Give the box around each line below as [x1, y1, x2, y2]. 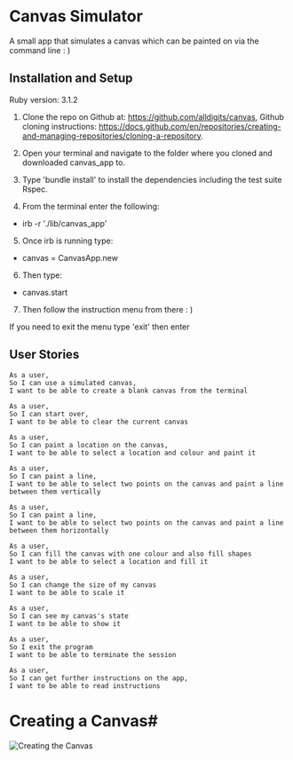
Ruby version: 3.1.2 [9, 94, 78, 105]
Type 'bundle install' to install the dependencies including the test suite [21, 174, 282, 185]
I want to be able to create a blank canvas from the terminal [9, 386, 249, 395]
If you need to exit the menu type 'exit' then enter [9, 321, 190, 332]
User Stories [9, 347, 80, 362]
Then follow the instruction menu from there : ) [21, 304, 194, 314]
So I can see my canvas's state [9, 611, 129, 621]
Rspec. [21, 184, 48, 194]
